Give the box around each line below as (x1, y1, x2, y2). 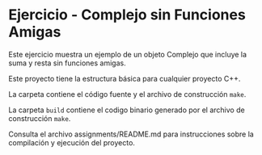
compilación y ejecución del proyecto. (8, 137, 136, 147)
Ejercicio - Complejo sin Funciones (8, 6, 247, 24)
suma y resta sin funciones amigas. (8, 58, 127, 68)
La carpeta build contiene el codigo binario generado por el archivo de (8, 105, 245, 115)
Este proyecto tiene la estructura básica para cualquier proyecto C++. (8, 73, 241, 83)
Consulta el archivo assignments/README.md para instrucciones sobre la (8, 129, 255, 139)
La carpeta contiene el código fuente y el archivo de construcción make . (8, 89, 247, 98)
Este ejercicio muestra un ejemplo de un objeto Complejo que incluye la (8, 49, 247, 59)
